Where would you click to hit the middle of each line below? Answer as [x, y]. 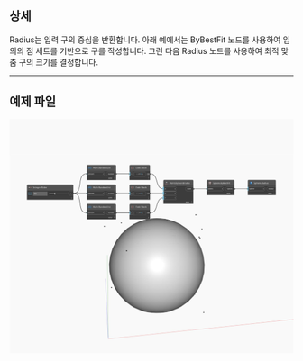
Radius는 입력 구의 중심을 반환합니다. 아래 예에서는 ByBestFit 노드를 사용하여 [145, 40]
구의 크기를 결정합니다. [59, 62]
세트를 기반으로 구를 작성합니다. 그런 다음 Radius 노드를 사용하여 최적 [157, 50]
